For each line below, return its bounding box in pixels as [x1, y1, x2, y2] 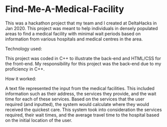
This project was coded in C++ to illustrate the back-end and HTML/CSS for [5, 55, 161, 61]
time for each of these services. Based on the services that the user [5, 96, 145, 102]
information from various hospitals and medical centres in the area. [5, 36, 143, 42]
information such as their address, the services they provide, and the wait [5, 90, 157, 96]
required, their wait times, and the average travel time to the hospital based [5, 111, 160, 118]
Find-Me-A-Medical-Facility [5, 3, 125, 15]
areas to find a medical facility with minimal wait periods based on [5, 30, 141, 36]
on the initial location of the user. [5, 117, 72, 123]
